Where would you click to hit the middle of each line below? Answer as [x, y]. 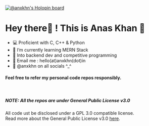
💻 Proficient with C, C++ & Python [48, 43]
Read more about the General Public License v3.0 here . [63, 118]
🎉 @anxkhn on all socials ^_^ [42, 66]
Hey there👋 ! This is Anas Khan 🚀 [75, 28]
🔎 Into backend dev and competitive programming [65, 55]
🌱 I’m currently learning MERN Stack [50, 50]
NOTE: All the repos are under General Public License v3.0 [68, 100]
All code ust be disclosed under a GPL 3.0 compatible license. [70, 113]
